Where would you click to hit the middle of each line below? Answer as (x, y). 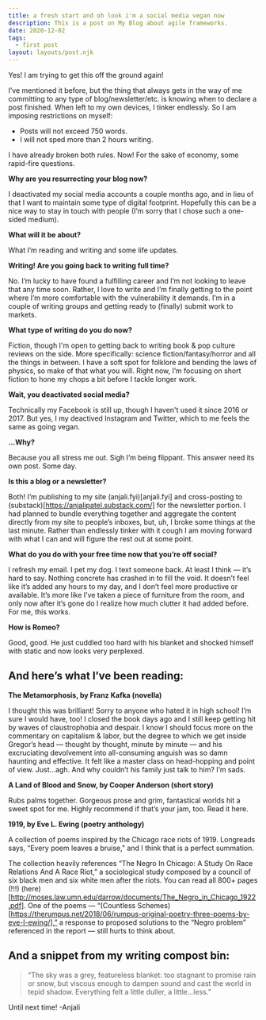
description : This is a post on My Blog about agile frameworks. (118, 23)
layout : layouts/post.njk (51, 52)
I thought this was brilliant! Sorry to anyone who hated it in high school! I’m (130, 710)
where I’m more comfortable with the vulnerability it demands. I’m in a (122, 298)
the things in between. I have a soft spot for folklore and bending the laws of (133, 362)
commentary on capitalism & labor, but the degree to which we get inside (127, 736)
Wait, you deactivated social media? (69, 395)
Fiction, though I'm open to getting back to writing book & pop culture (122, 345)
